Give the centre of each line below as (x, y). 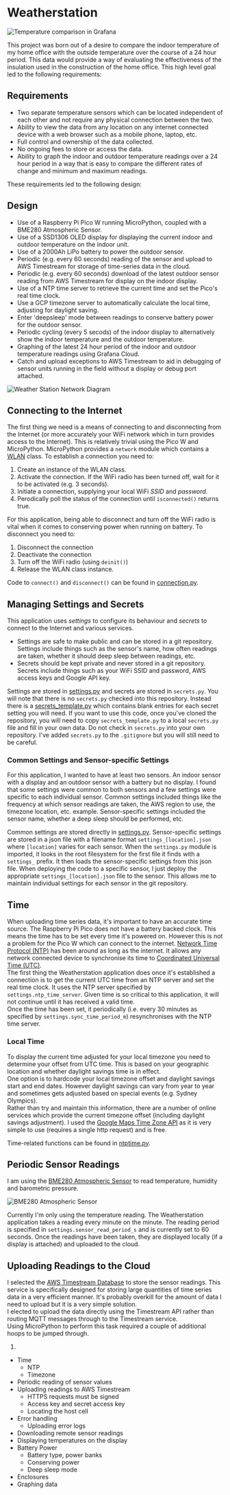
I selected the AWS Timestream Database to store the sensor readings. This (114, 1283)
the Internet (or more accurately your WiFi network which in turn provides (111, 434)
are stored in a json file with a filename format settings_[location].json (109, 839)
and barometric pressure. (43, 1188)
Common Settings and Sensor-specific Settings (88, 760)
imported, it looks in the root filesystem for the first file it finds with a (104, 854)
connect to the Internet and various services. (71, 628)
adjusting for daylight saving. (58, 310)
